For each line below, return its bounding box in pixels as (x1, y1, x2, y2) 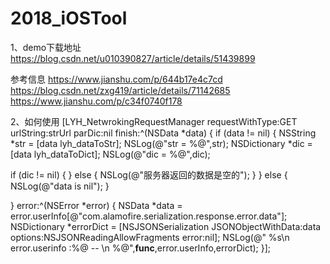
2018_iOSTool (10, 7, 128, 30)
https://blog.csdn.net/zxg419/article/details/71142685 (10, 84, 231, 96)
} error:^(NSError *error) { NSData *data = (10, 199, 183, 211)
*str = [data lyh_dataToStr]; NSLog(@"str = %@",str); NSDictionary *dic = (10, 137, 313, 149)
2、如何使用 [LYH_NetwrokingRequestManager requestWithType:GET (10, 115, 298, 127)
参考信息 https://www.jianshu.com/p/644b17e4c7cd (10, 73, 223, 85)
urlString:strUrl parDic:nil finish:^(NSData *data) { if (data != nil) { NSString (10, 127, 317, 139)
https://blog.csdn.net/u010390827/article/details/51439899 (10, 52, 256, 64)
